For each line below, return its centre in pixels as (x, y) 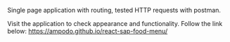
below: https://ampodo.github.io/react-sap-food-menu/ (88, 31)
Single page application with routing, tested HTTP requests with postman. (114, 10)
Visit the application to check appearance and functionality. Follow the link (115, 23)
